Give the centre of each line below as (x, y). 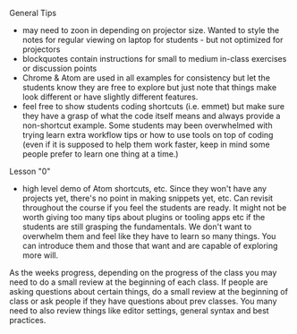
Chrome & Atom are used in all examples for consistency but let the (146, 78)
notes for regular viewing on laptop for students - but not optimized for (153, 40)
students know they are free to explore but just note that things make (149, 87)
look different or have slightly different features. (110, 97)
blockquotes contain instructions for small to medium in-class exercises (154, 59)
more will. (40, 255)
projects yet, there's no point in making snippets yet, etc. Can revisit (148, 198)
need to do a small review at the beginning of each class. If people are (139, 282)
